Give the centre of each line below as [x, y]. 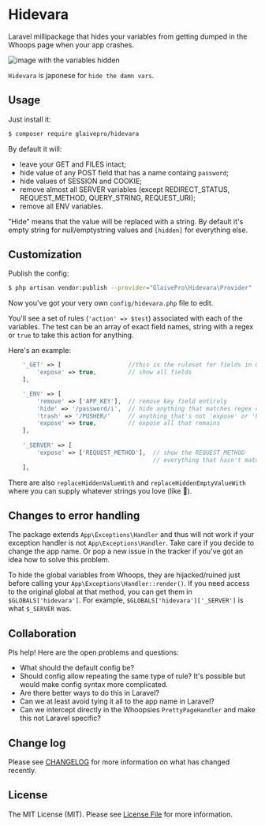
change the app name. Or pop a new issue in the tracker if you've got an [126, 551]
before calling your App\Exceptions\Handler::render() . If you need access [129, 584]
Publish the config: [39, 273]
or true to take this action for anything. [71, 335]
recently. [22, 770]
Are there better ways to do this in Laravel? [90, 693]
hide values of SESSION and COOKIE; [80, 181]
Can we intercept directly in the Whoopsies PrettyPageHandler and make [138, 710]
